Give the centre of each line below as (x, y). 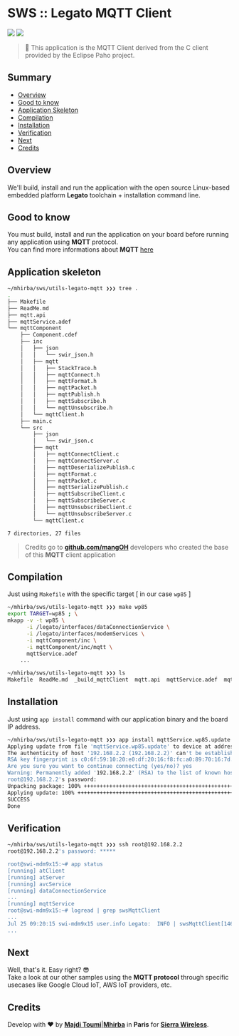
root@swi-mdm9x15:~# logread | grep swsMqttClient (84, 911)
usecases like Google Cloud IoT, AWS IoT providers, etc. (90, 985)
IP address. (24, 727)
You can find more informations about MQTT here (81, 250)
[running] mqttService (41, 904)
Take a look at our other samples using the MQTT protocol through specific (118, 978)
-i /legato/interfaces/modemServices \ (85, 634)
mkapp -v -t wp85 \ (36, 621)
